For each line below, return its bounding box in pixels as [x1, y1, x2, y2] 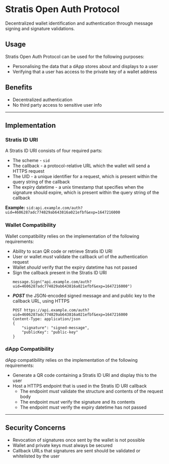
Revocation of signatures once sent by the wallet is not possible [12, 437, 145, 443]
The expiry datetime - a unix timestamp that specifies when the [12, 184, 144, 190]
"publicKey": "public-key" [22, 330, 78, 335]
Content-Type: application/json [12, 316, 80, 322]
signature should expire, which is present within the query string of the [12, 190, 159, 196]
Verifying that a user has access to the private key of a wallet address [12, 68, 157, 74]
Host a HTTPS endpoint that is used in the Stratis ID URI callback [12, 382, 147, 389]
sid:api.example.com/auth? [26, 205, 83, 211]
